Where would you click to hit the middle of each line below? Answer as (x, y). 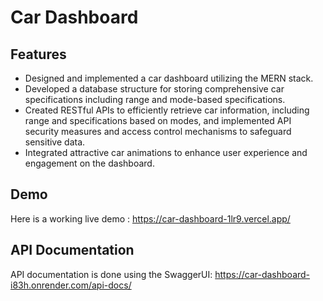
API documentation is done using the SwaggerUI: (111, 274)
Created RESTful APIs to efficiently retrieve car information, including (167, 110)
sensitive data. (55, 142)
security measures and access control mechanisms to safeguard (158, 131)
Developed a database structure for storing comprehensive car (154, 89)
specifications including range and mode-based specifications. (155, 99)
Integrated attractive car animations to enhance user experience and (166, 152)
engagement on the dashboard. (89, 163)
